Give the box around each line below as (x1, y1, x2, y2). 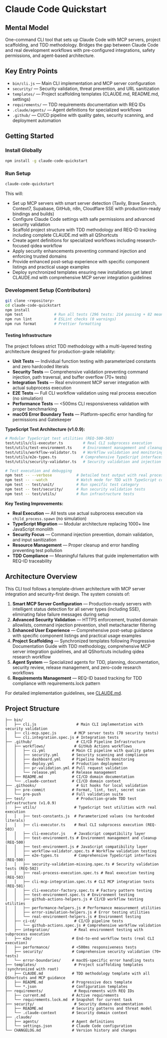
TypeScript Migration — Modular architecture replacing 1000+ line (12, 520, 150, 526)
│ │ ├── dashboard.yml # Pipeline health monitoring (5, 757, 135, 762)
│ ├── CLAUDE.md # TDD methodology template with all (5, 971, 150, 976)
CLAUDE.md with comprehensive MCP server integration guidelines (12, 274, 152, 280)
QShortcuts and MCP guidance (5, 976, 66, 981)
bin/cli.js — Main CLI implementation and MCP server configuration (12, 80, 156, 86)
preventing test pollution (12, 547, 63, 553)
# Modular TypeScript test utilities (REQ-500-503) (5, 436, 114, 441)
